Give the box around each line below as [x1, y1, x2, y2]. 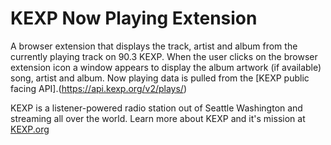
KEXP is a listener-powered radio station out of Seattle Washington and [10, 102, 303, 114]
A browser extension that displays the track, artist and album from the [10, 40, 298, 52]
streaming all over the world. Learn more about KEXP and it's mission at [10, 112, 306, 124]
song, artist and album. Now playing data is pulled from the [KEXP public [10, 72, 310, 84]
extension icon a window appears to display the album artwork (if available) [10, 61, 322, 73]
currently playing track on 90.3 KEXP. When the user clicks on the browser [10, 50, 318, 62]
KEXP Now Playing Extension [10, 7, 258, 30]
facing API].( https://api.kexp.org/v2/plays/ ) [10, 82, 188, 94]
